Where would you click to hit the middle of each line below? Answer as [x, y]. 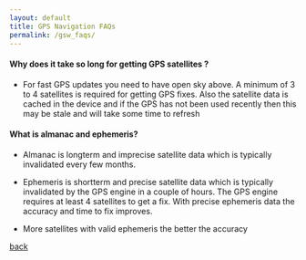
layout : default [40, 18]
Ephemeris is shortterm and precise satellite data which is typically [148, 182]
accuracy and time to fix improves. [87, 211]
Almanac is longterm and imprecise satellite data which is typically [147, 154]
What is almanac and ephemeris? [74, 134]
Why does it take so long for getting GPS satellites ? [109, 64]
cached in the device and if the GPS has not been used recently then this [159, 104]
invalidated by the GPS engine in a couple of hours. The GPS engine [150, 192]
